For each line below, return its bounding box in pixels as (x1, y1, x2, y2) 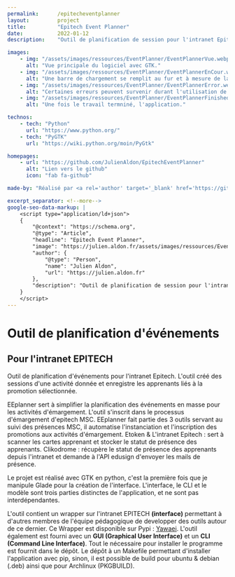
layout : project (7, 17, 80, 24)
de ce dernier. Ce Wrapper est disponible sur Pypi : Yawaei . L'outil (7, 524, 198, 533)
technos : (7, 114, 33, 121)
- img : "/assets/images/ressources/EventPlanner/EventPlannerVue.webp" (20, 55, 233, 63)
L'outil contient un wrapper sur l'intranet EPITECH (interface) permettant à (7, 509, 222, 517)
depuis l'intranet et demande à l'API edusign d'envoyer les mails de (7, 452, 201, 461)
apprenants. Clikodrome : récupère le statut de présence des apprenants (7, 444, 217, 453)
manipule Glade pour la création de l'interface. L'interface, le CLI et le (7, 481, 207, 489)
